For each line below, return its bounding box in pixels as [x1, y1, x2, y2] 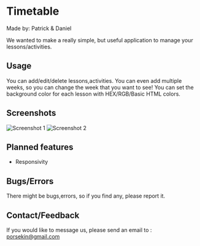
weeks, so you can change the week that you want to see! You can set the [6, 83, 194, 91]
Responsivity [15, 158, 48, 166]
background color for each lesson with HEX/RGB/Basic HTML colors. [6, 90, 181, 98]
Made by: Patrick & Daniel [6, 25, 72, 32]
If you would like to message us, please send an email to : [6, 226, 152, 234]
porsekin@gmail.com [6, 233, 60, 240]
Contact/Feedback [6, 210, 80, 220]
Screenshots [6, 108, 56, 118]
